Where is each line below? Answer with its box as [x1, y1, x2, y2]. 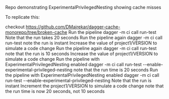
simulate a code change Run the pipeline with [5, 56, 100, 62]
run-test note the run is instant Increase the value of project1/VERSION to [5, 40, 157, 46]
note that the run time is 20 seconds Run [73, 67, 158, 73]
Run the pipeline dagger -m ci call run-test [68, 29, 156, 35]
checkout [5, 24, 25, 30]
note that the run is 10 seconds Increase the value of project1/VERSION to [5, 51, 158, 57]
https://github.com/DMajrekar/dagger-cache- [26, 24, 121, 30]
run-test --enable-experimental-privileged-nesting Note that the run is [5, 78, 152, 83]
